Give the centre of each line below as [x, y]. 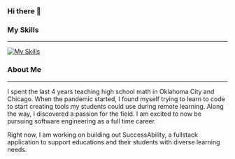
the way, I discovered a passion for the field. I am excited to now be [104, 114]
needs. [17, 149]
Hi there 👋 [24, 11]
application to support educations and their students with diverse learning [114, 142]
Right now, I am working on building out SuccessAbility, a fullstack [102, 135]
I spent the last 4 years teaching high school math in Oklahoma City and [111, 91]
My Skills [23, 29]
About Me [24, 70]
